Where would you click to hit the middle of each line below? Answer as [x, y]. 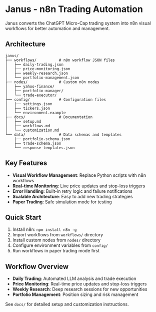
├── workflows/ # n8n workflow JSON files [60, 60]
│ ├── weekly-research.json [37, 73]
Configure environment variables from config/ [60, 245]
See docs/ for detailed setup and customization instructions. [67, 304]
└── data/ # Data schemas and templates [63, 134]
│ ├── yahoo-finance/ [30, 86]
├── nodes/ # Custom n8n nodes [52, 82]
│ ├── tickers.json [28, 108]
